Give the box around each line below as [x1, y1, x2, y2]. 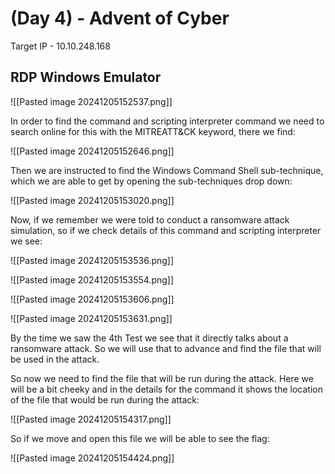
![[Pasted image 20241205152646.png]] [10, 145, 175, 157]
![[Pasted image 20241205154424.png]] [10, 452, 175, 464]
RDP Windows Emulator [10, 69, 162, 86]
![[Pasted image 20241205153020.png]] [10, 194, 175, 206]
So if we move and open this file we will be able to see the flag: [10, 432, 270, 444]
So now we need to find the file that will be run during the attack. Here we [10, 372, 314, 384]
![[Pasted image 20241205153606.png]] [10, 293, 175, 305]
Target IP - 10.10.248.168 [10, 40, 111, 52]
